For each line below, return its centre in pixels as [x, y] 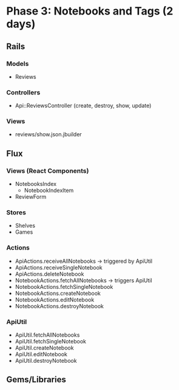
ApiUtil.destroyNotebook [46, 361]
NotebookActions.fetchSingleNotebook [64, 286]
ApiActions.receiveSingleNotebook [59, 267]
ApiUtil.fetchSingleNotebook [51, 342]
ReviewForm [31, 197]
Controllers [23, 92]
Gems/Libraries [36, 380]
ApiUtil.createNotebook [44, 348]
